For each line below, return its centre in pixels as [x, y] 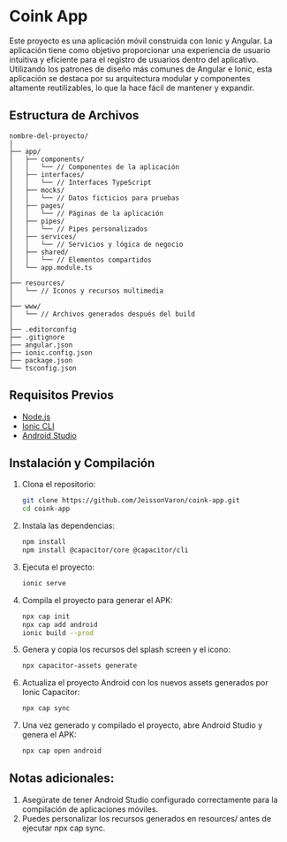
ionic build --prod [58, 633]
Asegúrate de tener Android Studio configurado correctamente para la [150, 800]
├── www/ [25, 306]
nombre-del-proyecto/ [49, 136]
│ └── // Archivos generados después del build [102, 314]
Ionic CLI [38, 425]
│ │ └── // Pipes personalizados [79, 229]
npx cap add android [60, 624]
